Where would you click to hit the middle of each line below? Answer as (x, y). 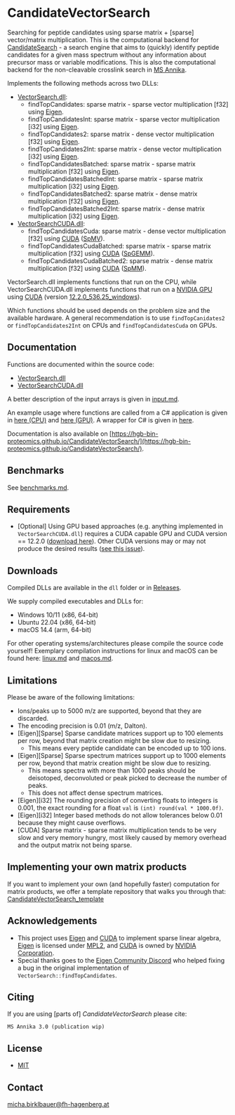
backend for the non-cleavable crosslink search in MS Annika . (97, 69)
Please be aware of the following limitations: (71, 697)
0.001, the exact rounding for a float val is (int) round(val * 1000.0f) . (120, 808)
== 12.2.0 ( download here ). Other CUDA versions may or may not (112, 541)
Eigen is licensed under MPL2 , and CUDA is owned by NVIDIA (107, 945)
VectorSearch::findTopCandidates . (67, 975)
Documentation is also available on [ (60, 434)
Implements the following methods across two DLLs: (83, 83)
